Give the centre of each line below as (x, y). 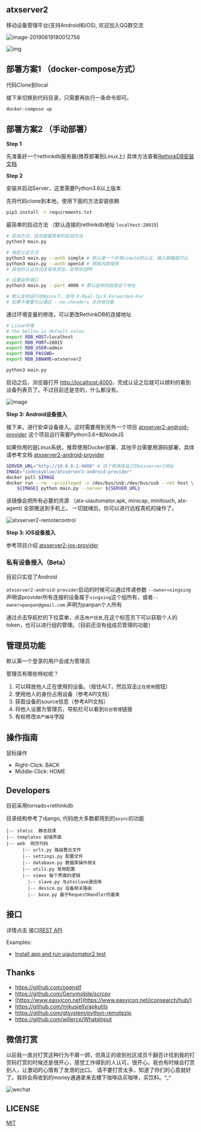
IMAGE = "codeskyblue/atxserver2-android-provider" (69, 472)
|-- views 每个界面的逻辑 (51, 876)
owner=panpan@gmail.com (36, 605)
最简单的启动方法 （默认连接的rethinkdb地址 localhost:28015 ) (82, 225)
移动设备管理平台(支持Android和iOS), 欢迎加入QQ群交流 (75, 25)
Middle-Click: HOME (40, 771)
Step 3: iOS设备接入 (31, 533)
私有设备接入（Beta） (38, 562)
